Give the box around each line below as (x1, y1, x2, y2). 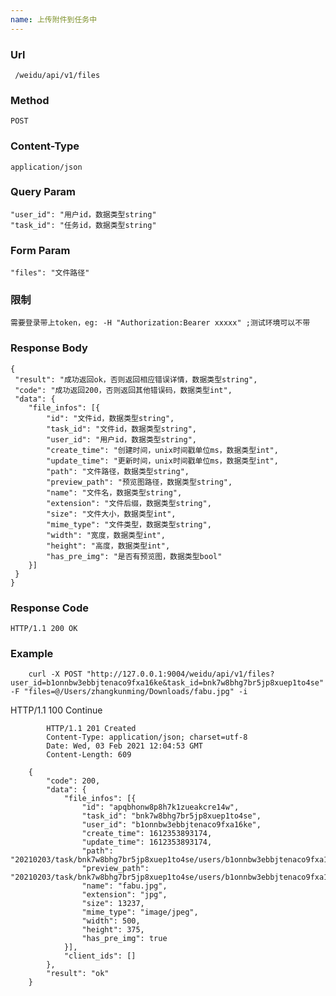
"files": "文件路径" (10, 268, 90, 278)
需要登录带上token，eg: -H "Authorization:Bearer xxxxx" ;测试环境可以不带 (10, 318, 311, 328)
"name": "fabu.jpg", (81, 881, 168, 891)
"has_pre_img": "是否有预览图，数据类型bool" (46, 551, 223, 561)
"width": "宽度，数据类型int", (46, 530, 166, 540)
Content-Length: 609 (46, 750, 132, 760)
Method (10, 93, 50, 107)
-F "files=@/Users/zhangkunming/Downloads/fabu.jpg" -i (10, 687, 248, 697)
